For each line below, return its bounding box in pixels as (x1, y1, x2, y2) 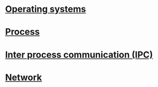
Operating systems (5, 3, 86, 15)
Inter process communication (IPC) (5, 49, 153, 60)
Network (5, 72, 42, 83)
